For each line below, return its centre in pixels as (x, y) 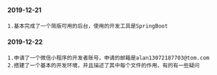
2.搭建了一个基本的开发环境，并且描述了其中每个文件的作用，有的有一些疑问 (104, 66)
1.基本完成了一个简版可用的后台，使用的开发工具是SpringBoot (88, 26)
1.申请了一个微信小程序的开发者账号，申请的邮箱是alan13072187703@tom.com (108, 58)
